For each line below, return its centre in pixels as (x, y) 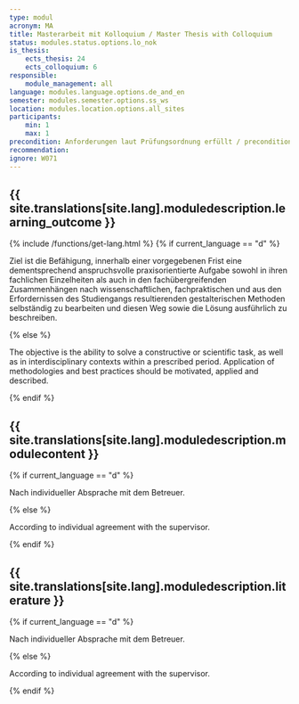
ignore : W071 (33, 158)
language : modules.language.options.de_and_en (97, 92)
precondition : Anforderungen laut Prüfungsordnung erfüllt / (125, 142)
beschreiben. (33, 318)
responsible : (33, 76)
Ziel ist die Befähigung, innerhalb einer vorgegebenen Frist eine (125, 261)
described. (29, 381)
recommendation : (39, 150)
